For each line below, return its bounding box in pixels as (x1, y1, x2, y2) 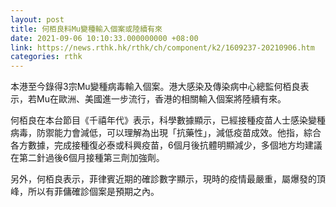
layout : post (10, 14, 65, 25)
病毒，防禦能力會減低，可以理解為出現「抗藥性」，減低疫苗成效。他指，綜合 (10, 127, 322, 139)
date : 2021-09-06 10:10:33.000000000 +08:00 (10, 33, 199, 43)
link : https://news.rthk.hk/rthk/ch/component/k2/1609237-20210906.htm (10, 42, 315, 53)
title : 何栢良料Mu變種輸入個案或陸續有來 (10, 24, 163, 34)
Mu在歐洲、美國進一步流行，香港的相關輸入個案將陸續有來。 (36, 93, 287, 105)
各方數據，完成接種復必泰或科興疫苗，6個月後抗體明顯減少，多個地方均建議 (10, 139, 323, 151)
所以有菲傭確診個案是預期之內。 (27, 186, 160, 198)
